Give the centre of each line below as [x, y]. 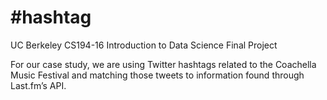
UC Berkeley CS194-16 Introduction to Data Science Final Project [144, 45]
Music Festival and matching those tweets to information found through [157, 75]
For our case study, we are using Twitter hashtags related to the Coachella [163, 64]
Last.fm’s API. [38, 85]
